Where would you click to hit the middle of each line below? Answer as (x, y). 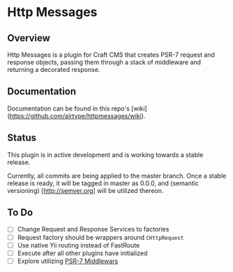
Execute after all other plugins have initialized (82, 253)
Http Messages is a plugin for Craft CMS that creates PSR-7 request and (111, 55)
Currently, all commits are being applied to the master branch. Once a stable (117, 176)
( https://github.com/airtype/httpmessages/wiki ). (76, 115)
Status (22, 138)
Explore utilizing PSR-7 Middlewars (68, 261)
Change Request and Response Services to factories (93, 229)
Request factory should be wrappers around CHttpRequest (100, 237)
